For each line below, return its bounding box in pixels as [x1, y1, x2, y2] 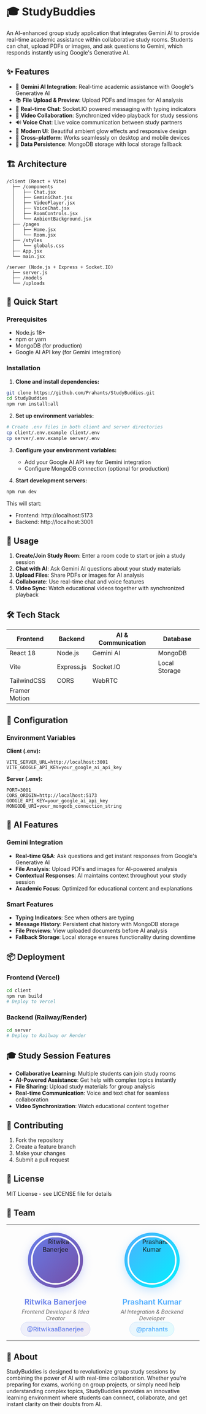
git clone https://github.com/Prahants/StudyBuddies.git [6, 390, 155, 396]
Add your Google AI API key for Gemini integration [24, 458, 151, 466]
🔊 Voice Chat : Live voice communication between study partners [15, 118, 183, 126]
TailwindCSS [9, 677, 46, 685]
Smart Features [6, 900, 53, 908]
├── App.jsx [12, 248, 43, 254]
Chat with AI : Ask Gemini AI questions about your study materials [15, 565, 181, 572]
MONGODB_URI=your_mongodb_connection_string [6, 803, 122, 809]
